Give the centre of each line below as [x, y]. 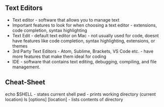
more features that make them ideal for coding [59, 56]
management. [26, 67]
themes [20, 46]
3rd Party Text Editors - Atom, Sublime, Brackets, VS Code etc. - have [83, 51]
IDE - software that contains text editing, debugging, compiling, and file [84, 61]
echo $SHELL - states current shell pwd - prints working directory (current [81, 94]
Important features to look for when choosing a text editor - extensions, [84, 25]
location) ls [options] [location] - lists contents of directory [64, 99]
